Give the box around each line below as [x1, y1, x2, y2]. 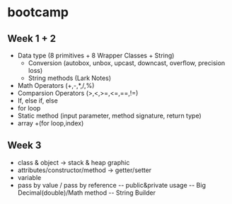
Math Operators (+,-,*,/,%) [17, 81, 95, 89]
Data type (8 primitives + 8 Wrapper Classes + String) [17, 51, 175, 59]
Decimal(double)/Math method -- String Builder [17, 188, 156, 197]
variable [17, 173, 42, 181]
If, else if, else [17, 96, 58, 105]
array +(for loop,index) [17, 119, 84, 127]
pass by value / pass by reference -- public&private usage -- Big [17, 181, 207, 189]
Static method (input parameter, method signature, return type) [17, 111, 202, 120]
